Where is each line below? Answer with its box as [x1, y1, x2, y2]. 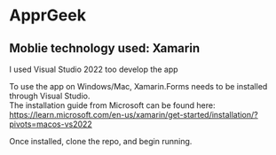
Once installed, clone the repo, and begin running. [9, 136, 193, 146]
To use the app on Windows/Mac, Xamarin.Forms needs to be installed [9, 81, 268, 91]
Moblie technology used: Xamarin [9, 41, 201, 56]
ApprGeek [9, 5, 87, 26]
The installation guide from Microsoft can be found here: [9, 100, 216, 111]
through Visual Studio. [9, 90, 91, 101]
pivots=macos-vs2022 [9, 119, 93, 129]
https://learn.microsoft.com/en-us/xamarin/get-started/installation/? [9, 110, 259, 120]
